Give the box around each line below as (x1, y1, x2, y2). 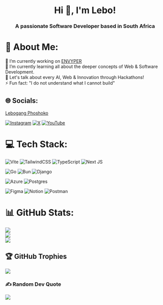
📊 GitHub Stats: (5, 207, 74, 218)
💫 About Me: (5, 42, 59, 53)
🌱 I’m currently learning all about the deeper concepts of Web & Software (5, 63, 158, 70)
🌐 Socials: (5, 96, 38, 105)
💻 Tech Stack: (5, 139, 68, 150)
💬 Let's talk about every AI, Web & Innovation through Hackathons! (5, 74, 144, 81)
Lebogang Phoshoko (5, 110, 49, 116)
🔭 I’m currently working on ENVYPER (5, 58, 82, 64)
